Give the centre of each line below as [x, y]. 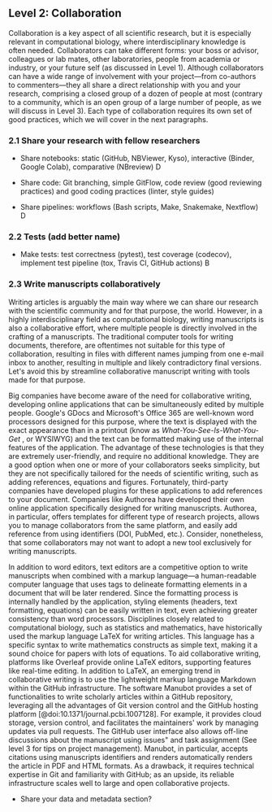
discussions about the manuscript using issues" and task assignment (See [133, 740]
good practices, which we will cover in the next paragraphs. [108, 119]
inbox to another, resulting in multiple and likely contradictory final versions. [135, 362]
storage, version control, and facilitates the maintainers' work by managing [134, 723]
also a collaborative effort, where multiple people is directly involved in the [133, 328]
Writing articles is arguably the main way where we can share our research [134, 302]
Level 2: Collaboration [65, 13]
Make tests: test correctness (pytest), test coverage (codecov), [126, 255]
